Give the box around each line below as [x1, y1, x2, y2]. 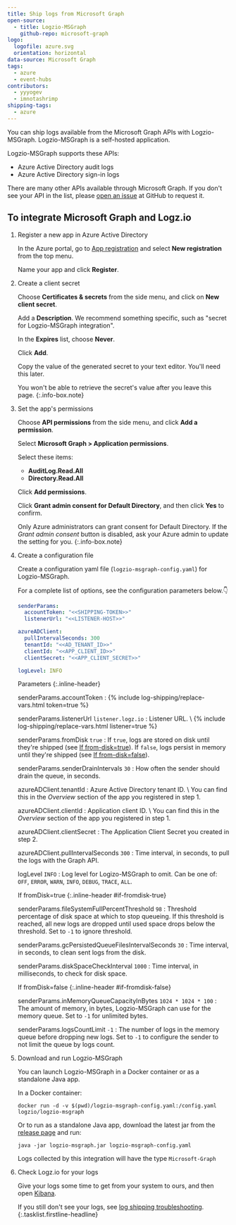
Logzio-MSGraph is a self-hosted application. [38, 135, 170, 144]
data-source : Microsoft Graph [7, 56, 97, 63]
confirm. [17, 509, 42, 517]
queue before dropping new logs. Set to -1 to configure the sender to [17, 1033, 219, 1041]
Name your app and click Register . [17, 265, 119, 273]
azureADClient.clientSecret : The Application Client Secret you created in [17, 828, 230, 836]
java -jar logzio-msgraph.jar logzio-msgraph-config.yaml [17, 1142, 192, 1149]
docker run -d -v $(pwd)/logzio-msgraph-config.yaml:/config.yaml [17, 1102, 217, 1109]
